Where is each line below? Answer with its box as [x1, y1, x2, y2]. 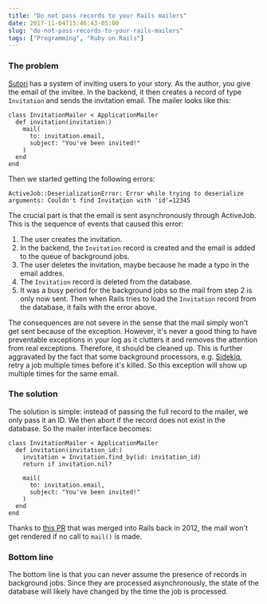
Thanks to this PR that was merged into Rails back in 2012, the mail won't [8, 523, 249, 532]
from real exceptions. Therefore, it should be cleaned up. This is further [8, 343, 243, 352]
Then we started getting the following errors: [8, 173, 155, 184]
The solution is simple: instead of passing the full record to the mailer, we [8, 407, 249, 416]
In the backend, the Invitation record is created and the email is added [19, 243, 256, 252]
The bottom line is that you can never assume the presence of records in [8, 570, 247, 579]
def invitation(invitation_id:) [15, 446, 124, 454]
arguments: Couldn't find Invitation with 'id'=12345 [8, 197, 191, 205]
